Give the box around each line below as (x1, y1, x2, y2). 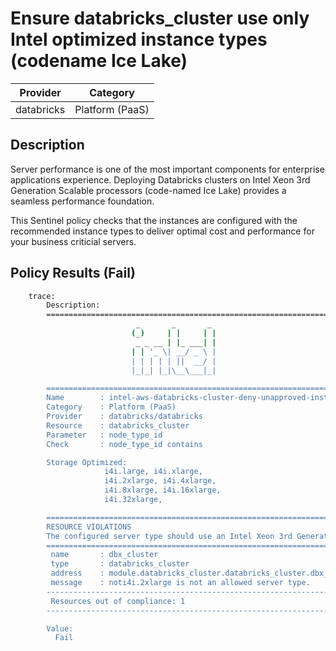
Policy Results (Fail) (10, 265, 136, 282)
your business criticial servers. (10, 235, 137, 247)
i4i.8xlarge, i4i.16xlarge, (104, 485, 222, 496)
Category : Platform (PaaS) (46, 402, 177, 412)
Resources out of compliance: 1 (50, 596, 186, 606)
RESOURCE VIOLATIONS (46, 522, 132, 532)
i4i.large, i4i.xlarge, (104, 467, 203, 477)
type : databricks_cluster (50, 559, 190, 569)
